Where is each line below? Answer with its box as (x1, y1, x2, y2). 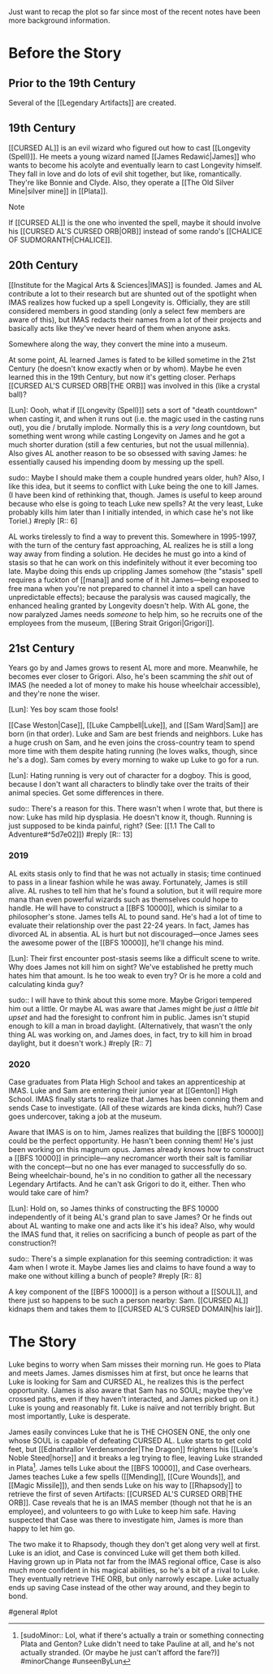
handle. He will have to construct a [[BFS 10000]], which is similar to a (8, 902, 243, 913)
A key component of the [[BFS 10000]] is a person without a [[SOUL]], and (8, 1287, 258, 1297)
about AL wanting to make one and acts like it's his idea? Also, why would (8, 1221, 255, 1231)
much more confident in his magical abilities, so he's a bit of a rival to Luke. (8, 1565, 260, 1575)
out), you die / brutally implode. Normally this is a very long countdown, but (8, 422, 261, 432)
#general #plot (8, 1607, 58, 1616)
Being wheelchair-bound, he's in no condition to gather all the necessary (8, 1171, 252, 1180)
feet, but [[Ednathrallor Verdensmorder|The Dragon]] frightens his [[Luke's (8, 1444, 258, 1454)
